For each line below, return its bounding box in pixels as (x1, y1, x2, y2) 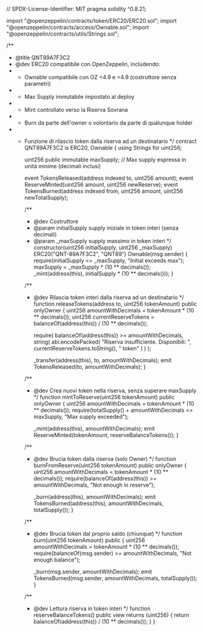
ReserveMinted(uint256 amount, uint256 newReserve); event (24, 181, 179, 188)
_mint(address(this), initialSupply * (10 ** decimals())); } (33, 270, 174, 277)
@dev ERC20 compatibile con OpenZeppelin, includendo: (15, 61, 161, 68)
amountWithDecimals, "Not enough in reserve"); (33, 481, 155, 489)
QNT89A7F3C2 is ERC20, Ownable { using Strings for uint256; (24, 144, 182, 151)
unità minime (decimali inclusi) (24, 163, 101, 169)
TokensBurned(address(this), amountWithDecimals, (33, 500, 164, 507)
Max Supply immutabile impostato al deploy (24, 93, 135, 100)
